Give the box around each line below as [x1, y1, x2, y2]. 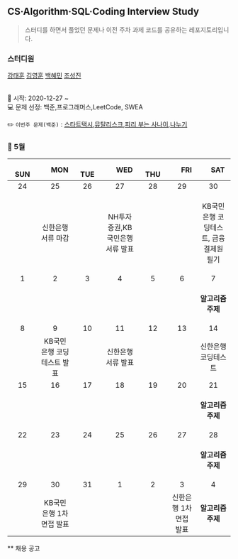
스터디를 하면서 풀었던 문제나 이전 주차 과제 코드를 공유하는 [24, 25, 188, 34]
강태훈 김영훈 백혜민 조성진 [7, 71, 81, 80]
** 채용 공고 [7, 544, 40, 553]
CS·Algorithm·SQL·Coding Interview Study [7, 6, 200, 18]
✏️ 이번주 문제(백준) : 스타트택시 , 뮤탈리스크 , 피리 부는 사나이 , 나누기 [7, 120, 188, 129]
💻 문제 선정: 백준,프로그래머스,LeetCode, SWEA [7, 103, 143, 112]
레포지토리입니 [188, 25, 229, 34]
